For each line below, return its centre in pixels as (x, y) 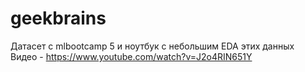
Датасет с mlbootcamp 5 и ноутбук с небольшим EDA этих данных (152, 46)
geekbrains (58, 18)
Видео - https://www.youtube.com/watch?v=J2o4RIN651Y (131, 56)
